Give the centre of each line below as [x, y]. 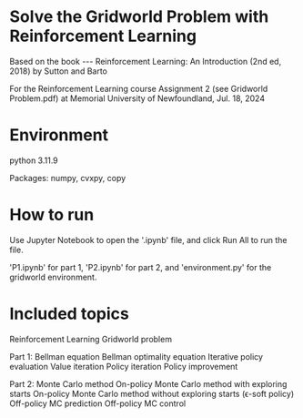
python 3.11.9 [34, 160]
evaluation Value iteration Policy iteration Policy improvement [124, 366]
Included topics [69, 314]
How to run [52, 215]
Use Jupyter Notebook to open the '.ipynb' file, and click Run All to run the [148, 240]
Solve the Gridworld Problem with [139, 17]
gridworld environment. [53, 277]
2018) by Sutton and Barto [58, 71]
